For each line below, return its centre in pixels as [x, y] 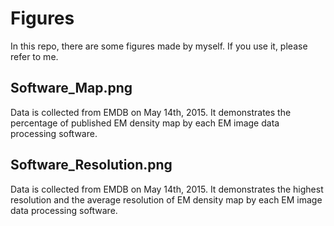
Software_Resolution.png [91, 165]
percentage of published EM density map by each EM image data [145, 123]
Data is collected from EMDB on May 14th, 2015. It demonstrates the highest [167, 189]
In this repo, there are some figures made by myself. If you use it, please [159, 46]
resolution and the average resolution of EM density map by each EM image [166, 199]
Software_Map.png [71, 88]
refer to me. [34, 56]
